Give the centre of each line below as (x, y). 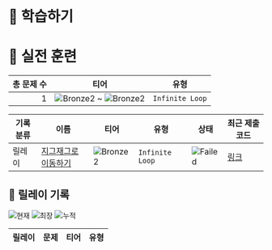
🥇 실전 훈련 (42, 57)
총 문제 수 (30, 84)
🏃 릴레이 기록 (39, 195)
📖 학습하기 (41, 17)
